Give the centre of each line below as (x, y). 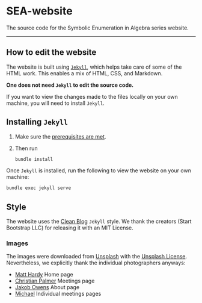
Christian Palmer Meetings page (55, 281)
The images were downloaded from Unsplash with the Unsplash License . (97, 257)
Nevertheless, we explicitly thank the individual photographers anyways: (96, 263)
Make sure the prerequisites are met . (60, 136)
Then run (26, 148)
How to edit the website (51, 52)
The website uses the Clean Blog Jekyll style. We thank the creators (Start (99, 222)
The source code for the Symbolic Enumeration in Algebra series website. (98, 28)
